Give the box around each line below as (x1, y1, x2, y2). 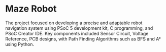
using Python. (5, 41, 35, 47)
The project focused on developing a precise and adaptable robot (5, 20, 143, 26)
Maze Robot (5, 3, 57, 15)
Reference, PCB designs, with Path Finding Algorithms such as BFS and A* (5, 36, 161, 42)
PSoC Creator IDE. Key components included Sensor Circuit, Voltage (5, 30, 149, 36)
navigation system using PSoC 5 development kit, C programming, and (5, 25, 153, 31)
